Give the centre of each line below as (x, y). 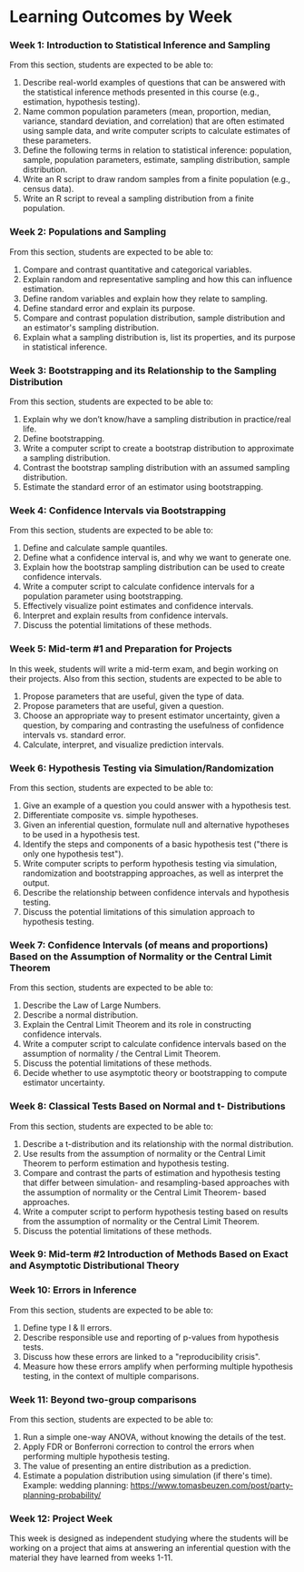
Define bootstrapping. (64, 439)
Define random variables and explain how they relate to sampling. (145, 299)
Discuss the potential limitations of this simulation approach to (139, 911)
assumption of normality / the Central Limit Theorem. (121, 1054)
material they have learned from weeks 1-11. (91, 1557)
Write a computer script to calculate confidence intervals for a (138, 587)
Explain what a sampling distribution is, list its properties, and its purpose (159, 337)
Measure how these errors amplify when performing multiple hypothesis (157, 1366)
